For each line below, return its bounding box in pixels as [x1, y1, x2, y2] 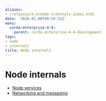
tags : [5, 35, 16, 40]
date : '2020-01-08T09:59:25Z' [5, 16, 67, 21]
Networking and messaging [12, 90, 68, 96]
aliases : [5, 7, 23, 12]
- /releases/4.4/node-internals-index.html [5, 12, 95, 17]
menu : [5, 20, 16, 26]
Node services [12, 85, 42, 91]
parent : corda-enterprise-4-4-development [14, 30, 102, 35]
